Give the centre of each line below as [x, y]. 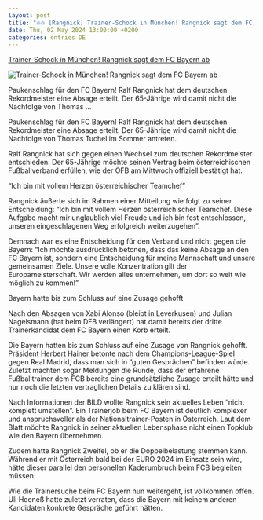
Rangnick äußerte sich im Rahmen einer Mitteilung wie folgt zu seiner [120, 201]
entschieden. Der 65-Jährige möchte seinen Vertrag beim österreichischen [130, 163]
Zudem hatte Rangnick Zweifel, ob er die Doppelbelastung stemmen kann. [128, 451]
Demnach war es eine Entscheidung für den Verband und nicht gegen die [127, 241]
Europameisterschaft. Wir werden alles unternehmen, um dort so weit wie [127, 275]
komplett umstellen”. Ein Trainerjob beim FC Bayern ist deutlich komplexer [128, 411]
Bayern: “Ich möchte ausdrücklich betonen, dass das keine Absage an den [128, 250]
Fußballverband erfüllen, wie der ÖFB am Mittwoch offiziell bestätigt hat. [126, 170]
